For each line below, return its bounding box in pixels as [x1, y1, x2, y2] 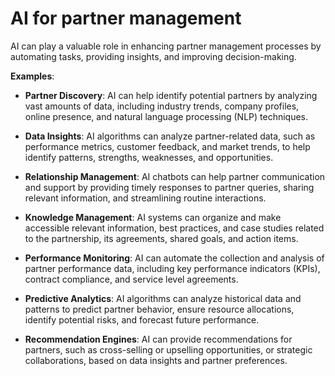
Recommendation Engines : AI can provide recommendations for [24, 333, 293, 345]
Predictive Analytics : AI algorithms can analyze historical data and [24, 292, 302, 304]
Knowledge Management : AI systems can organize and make [24, 211, 282, 223]
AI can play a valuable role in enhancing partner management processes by [10, 40, 322, 52]
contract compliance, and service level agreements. [24, 273, 239, 285]
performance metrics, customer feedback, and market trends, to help [24, 140, 311, 152]
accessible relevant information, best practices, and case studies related [24, 222, 325, 234]
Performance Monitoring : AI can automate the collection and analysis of [24, 252, 325, 264]
